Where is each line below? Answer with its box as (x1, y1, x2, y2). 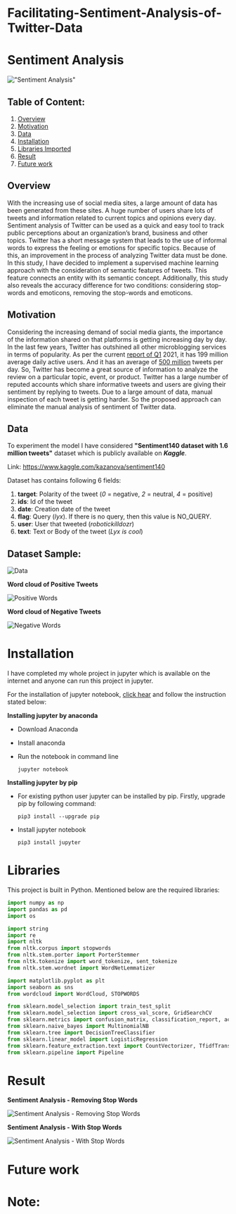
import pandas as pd (7, 905, 68, 913)
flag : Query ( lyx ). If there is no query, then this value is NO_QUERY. (17, 512, 212, 521)
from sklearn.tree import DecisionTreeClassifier (7, 1029, 156, 1036)
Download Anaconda (17, 725, 79, 733)
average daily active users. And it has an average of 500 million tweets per (7, 357, 223, 366)
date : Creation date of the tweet (17, 505, 111, 514)
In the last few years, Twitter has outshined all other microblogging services (7, 342, 227, 351)
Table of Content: (7, 96, 86, 108)
